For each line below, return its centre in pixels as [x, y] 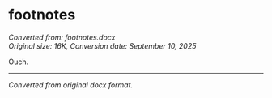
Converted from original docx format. [71, 85]
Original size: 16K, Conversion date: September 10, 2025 [102, 45]
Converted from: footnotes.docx [62, 37]
